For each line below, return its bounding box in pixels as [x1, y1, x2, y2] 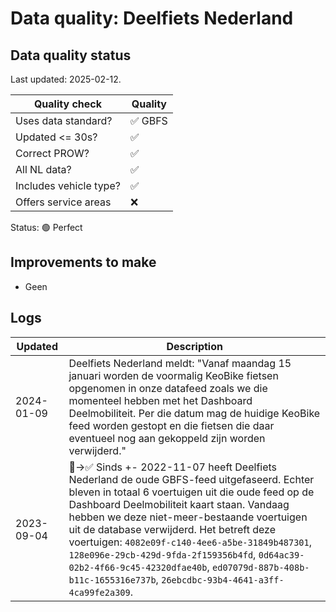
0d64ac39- [258, 549, 305, 561]
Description [166, 339, 223, 353]
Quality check [33, 97, 102, 111]
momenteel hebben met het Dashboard [68, 393, 253, 407]
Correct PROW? [15, 147, 90, 160]
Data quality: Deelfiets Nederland [10, 7, 294, 30]
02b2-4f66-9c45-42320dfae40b [68, 562, 208, 573]
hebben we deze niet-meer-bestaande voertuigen [68, 510, 308, 524]
